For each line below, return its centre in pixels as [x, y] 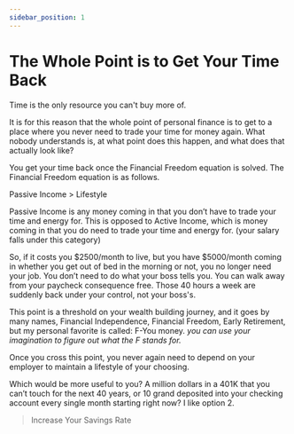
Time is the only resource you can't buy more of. [98, 105]
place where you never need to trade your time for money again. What [137, 131]
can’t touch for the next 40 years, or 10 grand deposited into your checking [146, 393]
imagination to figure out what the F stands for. [95, 340]
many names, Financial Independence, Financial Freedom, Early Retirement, [147, 321]
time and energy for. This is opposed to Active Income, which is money [139, 221]
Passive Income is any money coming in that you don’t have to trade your [143, 211]
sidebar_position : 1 [47, 17]
